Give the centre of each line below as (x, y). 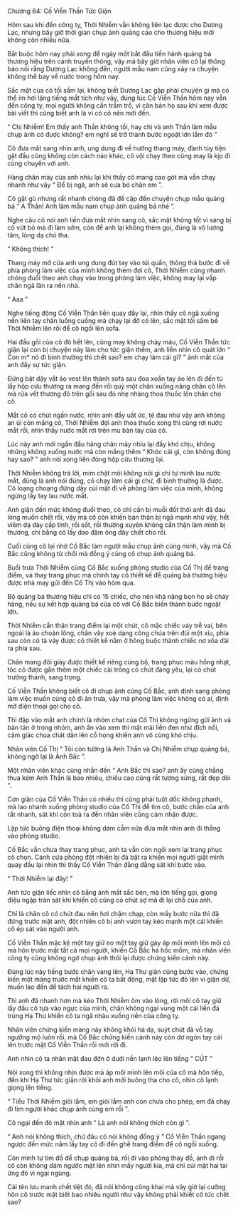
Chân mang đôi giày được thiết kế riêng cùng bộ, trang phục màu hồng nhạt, (119, 662)
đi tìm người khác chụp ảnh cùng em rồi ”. (68, 1109)
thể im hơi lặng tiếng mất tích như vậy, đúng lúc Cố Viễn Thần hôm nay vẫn (117, 98)
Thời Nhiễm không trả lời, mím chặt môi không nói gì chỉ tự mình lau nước (114, 473)
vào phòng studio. (34, 836)
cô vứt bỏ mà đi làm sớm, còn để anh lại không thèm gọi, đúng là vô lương (115, 227)
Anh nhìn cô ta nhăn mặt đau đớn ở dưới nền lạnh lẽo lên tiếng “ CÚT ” (110, 1058)
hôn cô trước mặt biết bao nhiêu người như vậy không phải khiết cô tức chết (118, 1195)
